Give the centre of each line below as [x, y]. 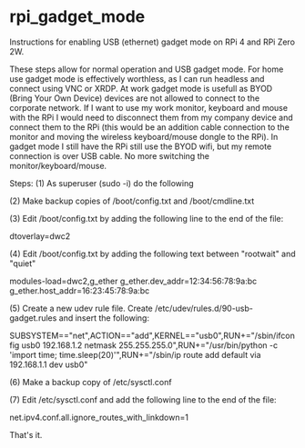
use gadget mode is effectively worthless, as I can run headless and [137, 78]
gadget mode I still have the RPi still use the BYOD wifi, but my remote [141, 146]
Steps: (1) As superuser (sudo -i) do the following [102, 183]
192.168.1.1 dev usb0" [49, 364]
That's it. [26, 434]
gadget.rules [33, 318]
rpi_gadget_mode [77, 17]
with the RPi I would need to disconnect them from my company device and [151, 117]
